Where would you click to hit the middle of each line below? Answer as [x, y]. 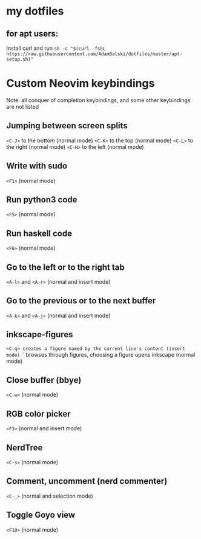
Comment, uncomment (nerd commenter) [87, 481]
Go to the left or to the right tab [66, 267]
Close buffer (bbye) [44, 380]
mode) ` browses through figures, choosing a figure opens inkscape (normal [101, 354]
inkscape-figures [40, 335]
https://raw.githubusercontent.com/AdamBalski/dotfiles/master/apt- [94, 54]
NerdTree [25, 448]
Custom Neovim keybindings [81, 84]
